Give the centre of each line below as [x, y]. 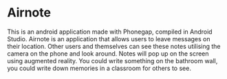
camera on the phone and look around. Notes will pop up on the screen [108, 54]
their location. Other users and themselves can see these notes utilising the [114, 46]
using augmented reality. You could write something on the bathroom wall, [112, 60]
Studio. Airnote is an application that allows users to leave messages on [109, 38]
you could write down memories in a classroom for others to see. [99, 68]
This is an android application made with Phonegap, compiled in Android [110, 32]
